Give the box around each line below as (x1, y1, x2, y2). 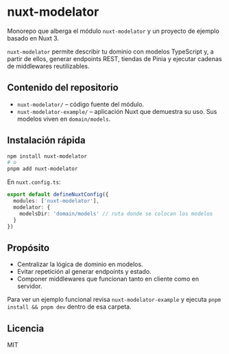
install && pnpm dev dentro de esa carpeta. (7, 303, 132, 311)
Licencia (7, 322, 45, 334)
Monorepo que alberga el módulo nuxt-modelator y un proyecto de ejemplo (7, 27, 219, 35)
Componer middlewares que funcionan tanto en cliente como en (16, 275, 200, 283)
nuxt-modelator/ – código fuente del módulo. (16, 100, 145, 108)
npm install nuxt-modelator (7, 152, 88, 160)
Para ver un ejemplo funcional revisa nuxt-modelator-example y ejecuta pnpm (7, 296, 221, 304)
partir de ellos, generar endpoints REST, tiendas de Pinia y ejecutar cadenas (7, 54, 222, 62)
